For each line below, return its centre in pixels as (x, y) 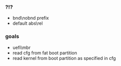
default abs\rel (27, 23)
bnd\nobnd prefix (31, 18)
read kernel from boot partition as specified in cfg (64, 58)
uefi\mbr (21, 47)
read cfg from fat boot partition (45, 53)
